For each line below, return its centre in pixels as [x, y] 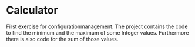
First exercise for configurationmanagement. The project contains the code [97, 26]
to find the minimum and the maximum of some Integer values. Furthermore [97, 32]
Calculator [32, 10]
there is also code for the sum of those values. [62, 39]
